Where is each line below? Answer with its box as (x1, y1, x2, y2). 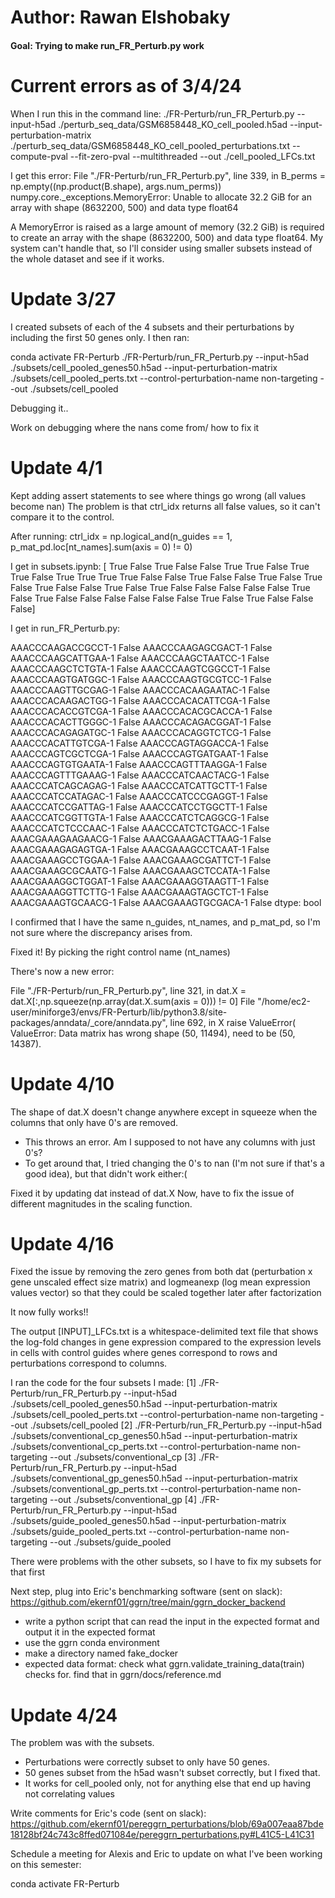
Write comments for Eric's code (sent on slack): (10, 1807, 207, 1820)
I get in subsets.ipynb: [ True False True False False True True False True (10, 560, 310, 572)
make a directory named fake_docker (24, 1647, 179, 1660)
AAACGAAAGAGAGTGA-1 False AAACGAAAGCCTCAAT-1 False (10, 843, 270, 855)
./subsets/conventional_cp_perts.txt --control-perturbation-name (10, 1441, 280, 1453)
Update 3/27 (10, 287, 117, 310)
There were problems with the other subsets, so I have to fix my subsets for (10, 1556, 322, 1568)
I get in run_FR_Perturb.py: (10, 622, 121, 634)
